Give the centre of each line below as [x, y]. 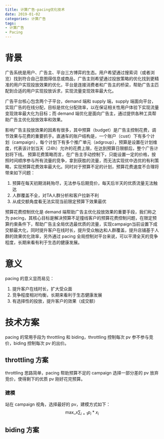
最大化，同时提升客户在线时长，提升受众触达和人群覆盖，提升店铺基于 [84, 230]
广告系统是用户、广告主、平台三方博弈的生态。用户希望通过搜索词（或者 [78, 72]
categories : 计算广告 [26, 19]
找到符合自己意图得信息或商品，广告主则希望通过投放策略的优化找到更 [84, 78]
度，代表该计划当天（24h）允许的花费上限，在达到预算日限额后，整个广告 [80, 148]
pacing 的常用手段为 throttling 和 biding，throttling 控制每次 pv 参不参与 [77, 337]
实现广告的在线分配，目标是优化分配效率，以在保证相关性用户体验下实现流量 [82, 107]
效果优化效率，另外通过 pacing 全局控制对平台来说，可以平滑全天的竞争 [86, 236]
